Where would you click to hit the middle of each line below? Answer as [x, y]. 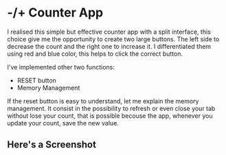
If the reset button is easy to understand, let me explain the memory [103, 101]
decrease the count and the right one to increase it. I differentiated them [109, 46]
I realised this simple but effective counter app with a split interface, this [109, 32]
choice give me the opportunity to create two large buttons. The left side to [113, 39]
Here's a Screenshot [52, 145]
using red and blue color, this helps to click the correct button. [95, 54]
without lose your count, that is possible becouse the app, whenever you [110, 116]
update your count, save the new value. [63, 123]
